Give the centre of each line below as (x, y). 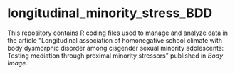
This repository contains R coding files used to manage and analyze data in (118, 33)
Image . (18, 63)
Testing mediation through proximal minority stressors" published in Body (115, 55)
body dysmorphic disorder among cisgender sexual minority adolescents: (116, 48)
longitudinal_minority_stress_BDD (110, 13)
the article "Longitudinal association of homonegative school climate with (115, 40)
